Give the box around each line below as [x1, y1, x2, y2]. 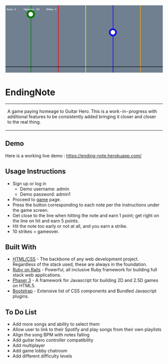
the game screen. [12, 207, 49, 213]
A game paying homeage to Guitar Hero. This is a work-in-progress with [7, 108, 157, 115]
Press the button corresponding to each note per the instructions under [12, 202, 160, 208]
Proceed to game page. [12, 196, 61, 202]
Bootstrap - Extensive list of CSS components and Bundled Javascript [12, 288, 156, 294]
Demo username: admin [19, 186, 69, 192]
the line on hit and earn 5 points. [12, 218, 79, 224]
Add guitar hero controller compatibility [12, 337, 93, 343]
